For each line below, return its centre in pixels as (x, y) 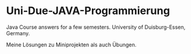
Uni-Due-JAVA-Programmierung (88, 11)
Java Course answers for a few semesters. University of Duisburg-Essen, (96, 27)
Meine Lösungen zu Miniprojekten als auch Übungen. (71, 45)
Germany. (18, 33)
